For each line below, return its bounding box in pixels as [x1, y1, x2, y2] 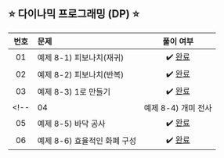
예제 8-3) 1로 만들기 [37, 87, 111, 98]
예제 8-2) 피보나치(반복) [37, 70, 124, 81]
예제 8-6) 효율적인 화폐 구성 [37, 135, 137, 146]
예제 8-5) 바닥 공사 [37, 118, 106, 129]
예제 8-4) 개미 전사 [143, 102, 213, 113]
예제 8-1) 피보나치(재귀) [37, 52, 124, 63]
